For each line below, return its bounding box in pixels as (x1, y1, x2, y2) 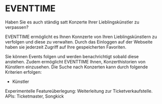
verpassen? (5, 24, 29, 30)
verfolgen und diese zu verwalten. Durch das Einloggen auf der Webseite (5, 39, 153, 44)
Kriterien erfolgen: (5, 69, 42, 75)
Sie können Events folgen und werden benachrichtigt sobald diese (5, 53, 139, 59)
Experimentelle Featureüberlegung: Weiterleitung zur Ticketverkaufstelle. (5, 88, 153, 94)
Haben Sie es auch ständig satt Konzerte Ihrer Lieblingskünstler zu (5, 19, 139, 25)
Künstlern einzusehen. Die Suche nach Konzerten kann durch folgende (5, 64, 148, 70)
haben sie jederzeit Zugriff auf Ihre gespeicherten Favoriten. (5, 44, 127, 50)
